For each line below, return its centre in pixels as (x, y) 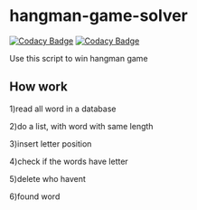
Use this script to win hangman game (79, 58)
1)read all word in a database (63, 109)
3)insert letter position (51, 143)
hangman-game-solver (98, 16)
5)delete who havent (47, 178)
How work (38, 87)
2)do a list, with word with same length (81, 126)
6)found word (35, 196)
